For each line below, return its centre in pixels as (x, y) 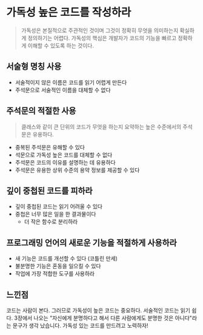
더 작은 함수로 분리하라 (51, 222)
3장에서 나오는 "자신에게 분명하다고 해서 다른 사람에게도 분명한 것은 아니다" (103, 318)
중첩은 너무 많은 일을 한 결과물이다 (55, 214)
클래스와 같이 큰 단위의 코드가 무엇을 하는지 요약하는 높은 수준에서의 (101, 127)
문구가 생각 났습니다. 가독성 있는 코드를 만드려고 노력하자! (80, 326)
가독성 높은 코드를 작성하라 (69, 12)
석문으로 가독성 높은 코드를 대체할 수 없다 (64, 155)
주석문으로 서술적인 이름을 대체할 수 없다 (63, 90)
